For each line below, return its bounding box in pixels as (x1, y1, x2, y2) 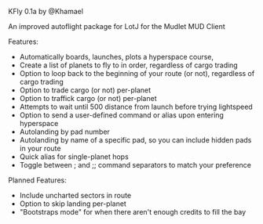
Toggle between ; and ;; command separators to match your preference (19, 161, 251, 169)
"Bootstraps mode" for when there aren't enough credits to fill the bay (19, 208, 247, 216)
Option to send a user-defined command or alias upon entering (19, 110, 224, 120)
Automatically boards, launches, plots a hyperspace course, (19, 52, 214, 61)
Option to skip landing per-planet (19, 199, 127, 208)
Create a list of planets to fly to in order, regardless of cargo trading (19, 60, 238, 70)
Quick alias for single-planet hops (19, 152, 130, 161)
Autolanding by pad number (19, 127, 110, 136)
